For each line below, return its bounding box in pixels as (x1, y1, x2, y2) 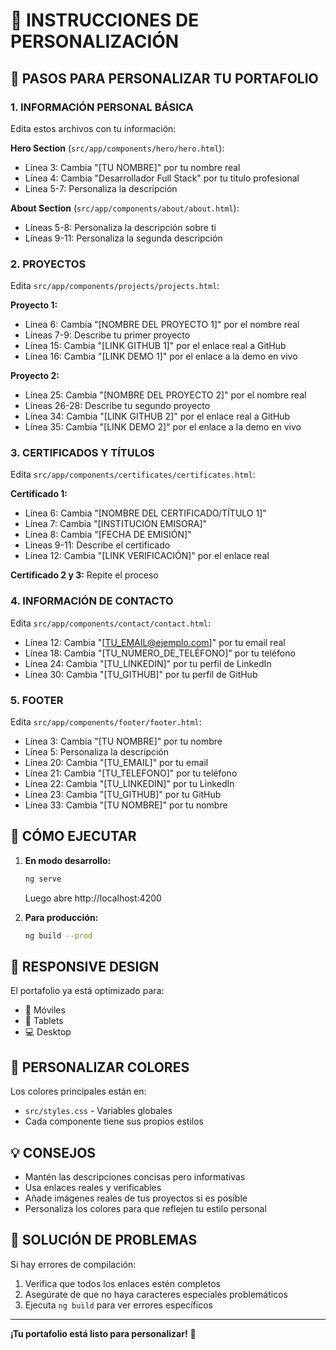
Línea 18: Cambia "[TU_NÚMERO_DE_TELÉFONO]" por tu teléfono (24, 647, 296, 659)
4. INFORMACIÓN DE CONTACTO (10, 594, 174, 608)
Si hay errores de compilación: (10, 1258, 137, 1270)
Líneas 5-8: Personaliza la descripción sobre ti (24, 221, 217, 233)
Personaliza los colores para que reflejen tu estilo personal (24, 1203, 267, 1215)
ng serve (24, 874, 62, 884)
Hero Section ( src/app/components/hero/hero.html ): (10, 142, 225, 154)
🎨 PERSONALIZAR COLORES (10, 1059, 190, 1076)
